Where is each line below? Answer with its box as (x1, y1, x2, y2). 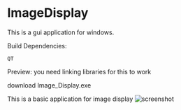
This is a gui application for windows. (7, 28, 115, 36)
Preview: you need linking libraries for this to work (7, 67, 152, 76)
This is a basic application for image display (7, 95, 133, 103)
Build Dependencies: (7, 41, 67, 50)
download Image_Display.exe (7, 81, 92, 89)
